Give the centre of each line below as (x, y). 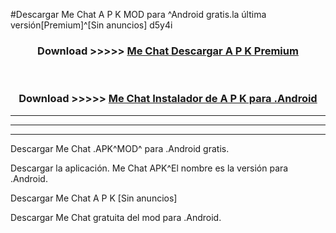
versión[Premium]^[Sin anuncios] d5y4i (91, 25)
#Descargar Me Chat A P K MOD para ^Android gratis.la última (138, 14)
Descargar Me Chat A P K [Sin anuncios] (94, 198)
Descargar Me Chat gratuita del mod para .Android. (116, 217)
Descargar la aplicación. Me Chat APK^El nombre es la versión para (149, 168)
